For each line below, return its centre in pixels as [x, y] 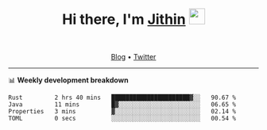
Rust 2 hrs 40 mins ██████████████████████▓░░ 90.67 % [122, 97]
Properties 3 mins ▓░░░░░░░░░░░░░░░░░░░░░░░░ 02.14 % [122, 111]
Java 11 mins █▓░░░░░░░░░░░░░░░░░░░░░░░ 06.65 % [122, 104]
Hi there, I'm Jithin [124, 19]
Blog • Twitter [133, 56]
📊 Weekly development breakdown [68, 80]
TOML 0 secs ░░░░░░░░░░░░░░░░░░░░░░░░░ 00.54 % [122, 118]
